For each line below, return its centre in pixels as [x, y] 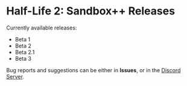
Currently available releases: [42, 28]
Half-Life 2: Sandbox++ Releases [91, 11]
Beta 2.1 [25, 52]
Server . [15, 76]
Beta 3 [23, 58]
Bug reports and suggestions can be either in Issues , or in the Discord [93, 70]
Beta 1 [23, 39]
